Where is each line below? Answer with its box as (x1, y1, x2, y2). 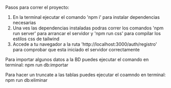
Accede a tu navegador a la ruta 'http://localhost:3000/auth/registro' (12, 41, 157, 47)
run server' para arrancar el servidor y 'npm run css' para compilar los (12, 31, 161, 36)
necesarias (12, 20, 36, 25)
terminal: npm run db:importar (5, 62, 69, 68)
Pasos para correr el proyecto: (5, 5, 69, 10)
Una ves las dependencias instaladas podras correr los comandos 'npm (12, 25, 164, 31)
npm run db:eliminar (5, 77, 47, 83)
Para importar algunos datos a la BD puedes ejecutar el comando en (5, 56, 149, 63)
